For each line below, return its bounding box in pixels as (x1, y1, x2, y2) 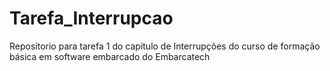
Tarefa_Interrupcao (9, 7, 174, 30)
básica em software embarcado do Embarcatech (9, 50, 211, 62)
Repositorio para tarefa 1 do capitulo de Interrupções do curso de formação (9, 40, 321, 52)
